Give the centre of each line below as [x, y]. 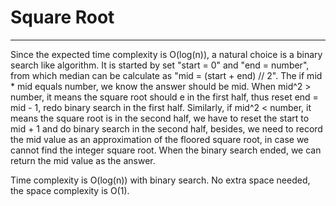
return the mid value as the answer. [83, 160]
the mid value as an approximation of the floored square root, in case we [160, 139]
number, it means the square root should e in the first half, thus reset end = [164, 97]
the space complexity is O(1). [70, 190]
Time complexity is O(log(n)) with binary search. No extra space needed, [160, 180]
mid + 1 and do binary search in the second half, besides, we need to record [166, 128]
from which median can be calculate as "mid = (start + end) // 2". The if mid [166, 75]
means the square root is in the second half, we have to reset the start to [160, 118]
